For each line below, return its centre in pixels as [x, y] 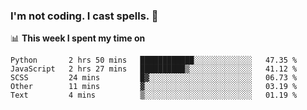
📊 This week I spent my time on [78, 38]
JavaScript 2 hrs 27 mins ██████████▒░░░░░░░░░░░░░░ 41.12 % [154, 69]
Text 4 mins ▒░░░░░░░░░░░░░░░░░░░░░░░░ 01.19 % [154, 95]
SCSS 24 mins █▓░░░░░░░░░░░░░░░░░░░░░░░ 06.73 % [154, 78]
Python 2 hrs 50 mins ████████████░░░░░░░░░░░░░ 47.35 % [154, 60]
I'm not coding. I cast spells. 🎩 [84, 16]
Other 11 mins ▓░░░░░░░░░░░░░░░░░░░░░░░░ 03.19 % [154, 87]
